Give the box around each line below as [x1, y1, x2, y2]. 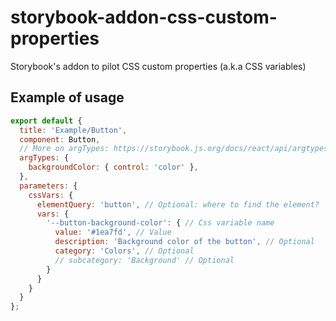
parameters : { [19, 181, 78, 191]
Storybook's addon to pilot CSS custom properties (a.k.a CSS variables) [10, 60, 307, 72]
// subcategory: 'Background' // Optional [54, 255, 235, 265]
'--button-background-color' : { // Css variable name [46, 218, 275, 228]
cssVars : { [28, 190, 74, 200]
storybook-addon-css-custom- [10, 6, 278, 29]
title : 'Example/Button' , [19, 125, 128, 135]
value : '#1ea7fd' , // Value [54, 227, 172, 238]
